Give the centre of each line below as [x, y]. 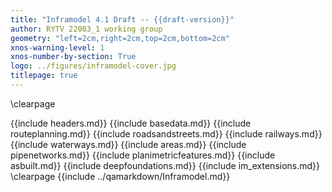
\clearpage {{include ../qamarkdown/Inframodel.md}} [120, 176]
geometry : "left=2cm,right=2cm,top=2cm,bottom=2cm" [120, 38]
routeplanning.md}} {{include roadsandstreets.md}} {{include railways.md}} [166, 133]
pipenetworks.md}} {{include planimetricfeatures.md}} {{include [143, 155]
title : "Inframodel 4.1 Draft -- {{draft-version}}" [122, 19]
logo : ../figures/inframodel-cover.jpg [93, 66]
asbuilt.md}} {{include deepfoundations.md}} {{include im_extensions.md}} [165, 165]
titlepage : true [44, 76]
